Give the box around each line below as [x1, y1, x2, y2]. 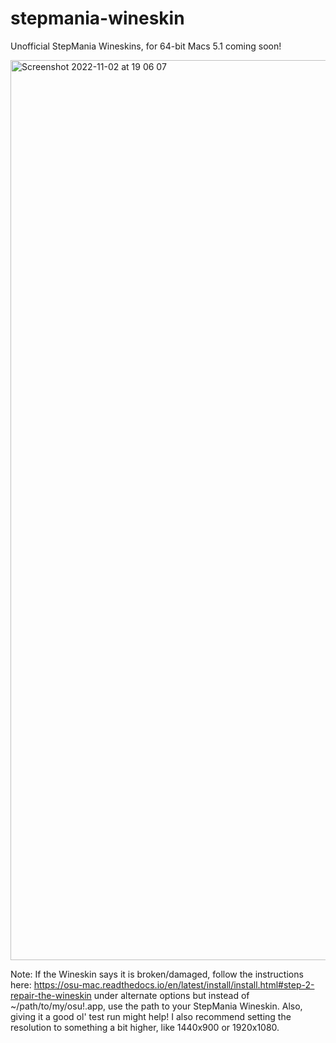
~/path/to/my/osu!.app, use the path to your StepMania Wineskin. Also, [10, 1000, 303, 1012]
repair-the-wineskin [10, 989, 92, 1001]
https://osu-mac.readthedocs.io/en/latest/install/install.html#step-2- [33, 978, 315, 991]
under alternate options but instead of [93, 989, 250, 1001]
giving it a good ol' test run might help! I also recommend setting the [10, 1010, 292, 1022]
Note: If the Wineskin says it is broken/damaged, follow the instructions [10, 968, 304, 980]
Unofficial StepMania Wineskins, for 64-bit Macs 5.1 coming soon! [10, 40, 282, 52]
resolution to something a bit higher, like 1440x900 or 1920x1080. [10, 1021, 280, 1033]
